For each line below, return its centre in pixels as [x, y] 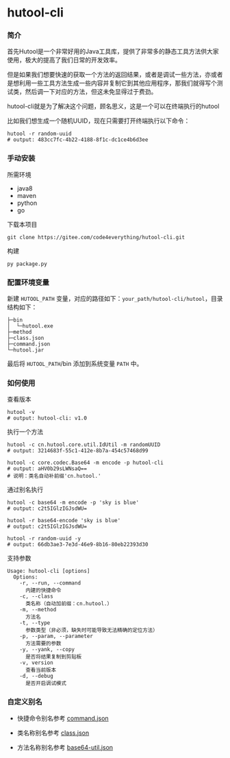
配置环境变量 [28, 282]
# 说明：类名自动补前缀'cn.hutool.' [54, 476]
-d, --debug [36, 676]
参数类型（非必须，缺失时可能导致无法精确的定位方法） [92, 631]
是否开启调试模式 [46, 683]
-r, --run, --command [50, 583]
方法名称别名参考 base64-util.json [65, 747]
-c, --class [36, 597]
